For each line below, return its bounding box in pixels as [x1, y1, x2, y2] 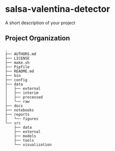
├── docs [5, 103, 23, 108]
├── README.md [5, 69, 35, 74]
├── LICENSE [5, 56, 30, 61]
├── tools [14, 138, 35, 143]
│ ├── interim [5, 90, 38, 95]
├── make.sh [5, 60, 30, 65]
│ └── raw [5, 99, 30, 104]
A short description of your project [5, 20, 76, 26]
